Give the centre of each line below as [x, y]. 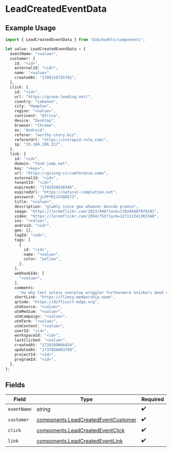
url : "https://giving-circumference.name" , [62, 173]
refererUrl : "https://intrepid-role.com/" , [62, 140]
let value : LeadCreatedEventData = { [46, 49]
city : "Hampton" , [33, 106]
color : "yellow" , [42, 259]
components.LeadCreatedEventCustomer [87, 420]
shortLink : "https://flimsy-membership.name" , [65, 297]
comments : [25, 288]
